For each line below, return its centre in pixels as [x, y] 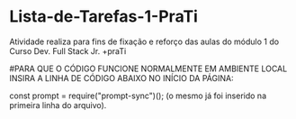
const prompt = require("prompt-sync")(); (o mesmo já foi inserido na [138, 96]
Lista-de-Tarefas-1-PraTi [103, 17]
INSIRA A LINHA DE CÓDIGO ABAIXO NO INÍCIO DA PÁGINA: [121, 78]
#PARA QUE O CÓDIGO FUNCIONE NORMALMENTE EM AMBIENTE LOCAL [148, 69]
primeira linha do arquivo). [58, 105]
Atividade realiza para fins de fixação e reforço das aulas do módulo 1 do [144, 41]
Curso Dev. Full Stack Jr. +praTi [68, 50]
